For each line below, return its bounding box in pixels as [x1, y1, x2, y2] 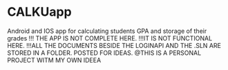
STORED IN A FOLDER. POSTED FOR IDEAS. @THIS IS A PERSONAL [7, 49, 202, 57]
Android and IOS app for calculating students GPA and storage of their [7, 27, 207, 35]
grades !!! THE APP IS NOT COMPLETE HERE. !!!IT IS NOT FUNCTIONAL [7, 34, 213, 42]
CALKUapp [7, 4, 72, 20]
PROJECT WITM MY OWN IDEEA [7, 56, 102, 64]
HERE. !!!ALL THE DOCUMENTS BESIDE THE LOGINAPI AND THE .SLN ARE [7, 41, 221, 49]
